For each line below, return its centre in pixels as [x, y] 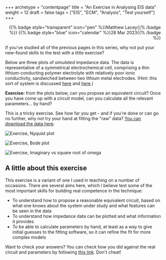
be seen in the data [32, 211]
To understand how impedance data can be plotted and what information [86, 216]
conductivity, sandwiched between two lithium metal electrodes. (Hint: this [81, 78]
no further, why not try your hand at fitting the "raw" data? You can [73, 118]
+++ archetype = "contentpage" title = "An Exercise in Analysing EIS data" [81, 7]
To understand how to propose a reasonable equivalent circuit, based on [86, 200]
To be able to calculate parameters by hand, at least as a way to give [82, 227]
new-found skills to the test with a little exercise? [55, 53]
